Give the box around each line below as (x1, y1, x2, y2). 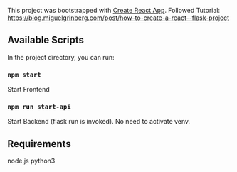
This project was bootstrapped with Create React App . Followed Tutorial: (7, 6, 221, 14)
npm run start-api (7, 103, 71, 111)
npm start (7, 70, 41, 79)
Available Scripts (7, 34, 84, 46)
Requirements (7, 138, 71, 150)
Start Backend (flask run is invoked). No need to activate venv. (7, 117, 191, 126)
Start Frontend (7, 85, 50, 94)
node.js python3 (7, 156, 56, 166)
